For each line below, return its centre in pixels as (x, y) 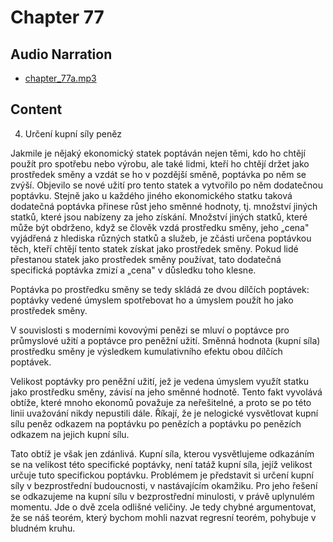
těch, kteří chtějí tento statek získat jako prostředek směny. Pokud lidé (154, 248)
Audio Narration (61, 54)
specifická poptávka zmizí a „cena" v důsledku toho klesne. (133, 270)
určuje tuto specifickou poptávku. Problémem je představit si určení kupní (162, 475)
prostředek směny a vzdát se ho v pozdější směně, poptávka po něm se (158, 174)
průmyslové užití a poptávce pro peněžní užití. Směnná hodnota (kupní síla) (165, 340)
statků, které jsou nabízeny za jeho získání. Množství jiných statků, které (159, 217)
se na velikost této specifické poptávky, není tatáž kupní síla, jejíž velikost (161, 464)
